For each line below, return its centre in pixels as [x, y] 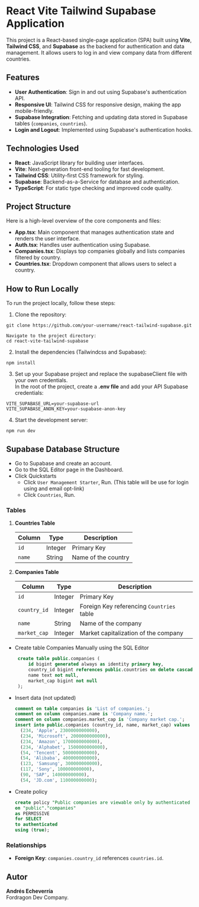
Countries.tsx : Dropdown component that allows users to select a [95, 264]
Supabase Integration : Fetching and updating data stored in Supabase [101, 117]
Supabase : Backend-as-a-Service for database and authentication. [97, 182]
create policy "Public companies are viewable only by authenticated [102, 803]
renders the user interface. [47, 239]
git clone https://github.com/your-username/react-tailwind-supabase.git [99, 326]
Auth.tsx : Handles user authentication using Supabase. [83, 245]
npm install [21, 363]
